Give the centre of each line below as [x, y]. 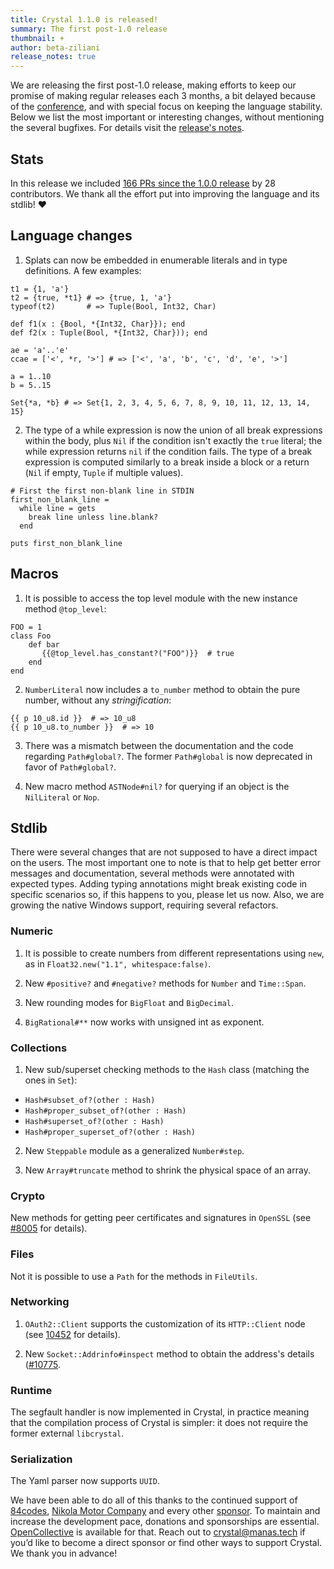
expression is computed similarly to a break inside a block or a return [167, 462]
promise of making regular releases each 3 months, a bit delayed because [163, 96]
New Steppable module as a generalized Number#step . [134, 1150]
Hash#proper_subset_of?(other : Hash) [105, 1111]
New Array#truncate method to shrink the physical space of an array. [167, 1170]
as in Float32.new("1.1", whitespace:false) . [118, 963]
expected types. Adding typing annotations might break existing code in [159, 884]
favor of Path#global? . [70, 767]
